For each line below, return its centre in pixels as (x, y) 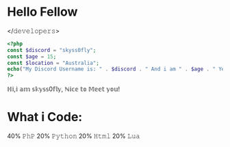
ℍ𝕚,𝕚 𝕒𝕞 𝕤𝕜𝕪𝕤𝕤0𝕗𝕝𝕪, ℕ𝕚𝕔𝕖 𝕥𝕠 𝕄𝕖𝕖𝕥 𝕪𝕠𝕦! (64, 89)
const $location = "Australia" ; (53, 63)
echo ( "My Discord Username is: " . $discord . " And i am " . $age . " (112, 69)
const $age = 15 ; (32, 56)
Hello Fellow (42, 12)
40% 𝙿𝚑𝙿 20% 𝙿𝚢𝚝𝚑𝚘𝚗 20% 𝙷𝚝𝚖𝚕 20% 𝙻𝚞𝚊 (74, 136)
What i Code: (45, 117)
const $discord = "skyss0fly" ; (52, 50)
